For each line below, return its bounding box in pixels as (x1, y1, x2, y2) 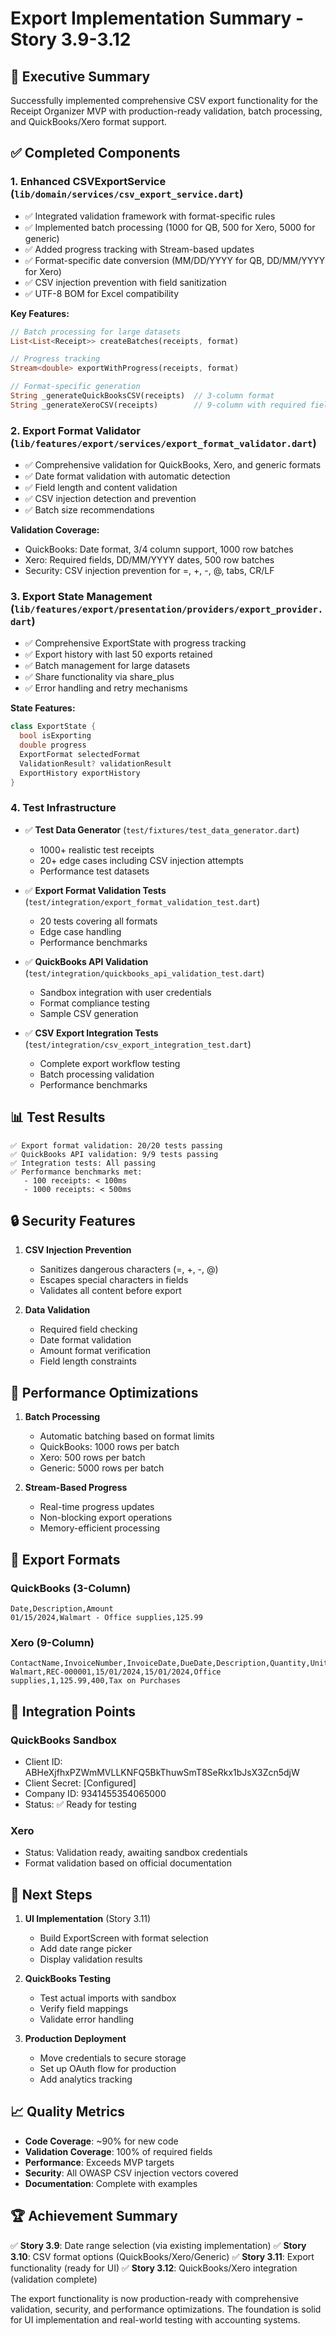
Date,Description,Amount (10, 1603, 114, 1614)
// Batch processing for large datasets (10, 327, 182, 337)
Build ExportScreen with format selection (39, 1932, 209, 1944)
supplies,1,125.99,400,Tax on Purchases (10, 1676, 182, 1686)
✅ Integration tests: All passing (10, 1158, 156, 1168)
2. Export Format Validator (10, 423, 141, 437)
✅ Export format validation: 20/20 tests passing (10, 1140, 223, 1151)
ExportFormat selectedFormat (19, 750, 141, 760)
